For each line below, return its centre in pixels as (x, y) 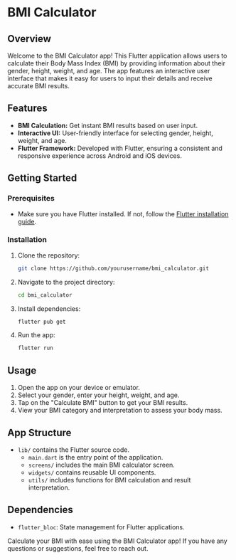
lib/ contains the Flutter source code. (74, 450)
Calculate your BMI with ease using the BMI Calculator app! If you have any (117, 541)
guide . (27, 221)
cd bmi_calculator (45, 295)
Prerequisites (31, 199)
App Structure (39, 432)
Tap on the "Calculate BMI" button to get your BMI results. (103, 403)
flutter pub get (42, 322)
